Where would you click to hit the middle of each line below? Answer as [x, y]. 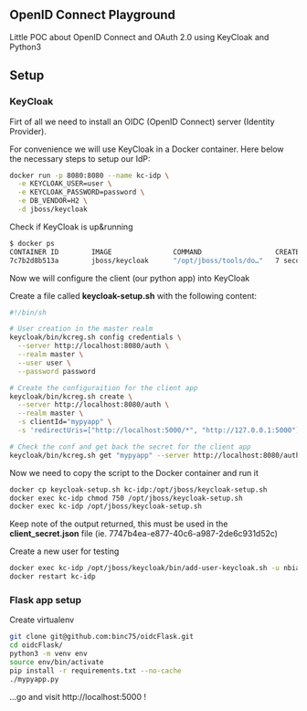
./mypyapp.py [34, 679]
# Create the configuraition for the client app [104, 387]
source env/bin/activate [57, 662]
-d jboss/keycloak [53, 209]
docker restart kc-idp [53, 577]
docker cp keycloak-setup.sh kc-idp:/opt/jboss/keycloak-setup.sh [138, 489]
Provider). [28, 131]
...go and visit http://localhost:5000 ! [78, 696]
